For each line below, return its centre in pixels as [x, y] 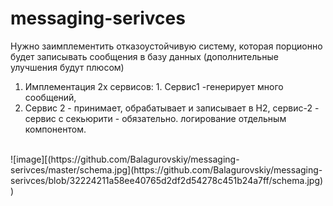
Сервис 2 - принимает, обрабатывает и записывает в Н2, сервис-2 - [172, 108]
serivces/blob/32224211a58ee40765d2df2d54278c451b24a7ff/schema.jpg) [167, 180]
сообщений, [50, 97]
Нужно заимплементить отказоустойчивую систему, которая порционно [166, 46]
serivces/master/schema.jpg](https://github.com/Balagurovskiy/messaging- [166, 169]
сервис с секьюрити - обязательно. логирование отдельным [155, 118]
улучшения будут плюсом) [67, 67]
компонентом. [55, 129]
